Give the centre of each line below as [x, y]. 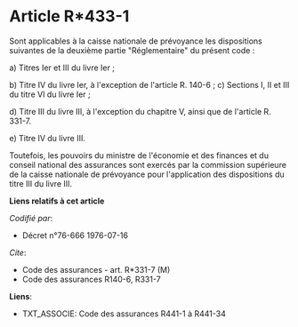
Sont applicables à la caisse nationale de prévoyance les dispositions [136, 41]
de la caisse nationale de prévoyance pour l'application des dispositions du [147, 174]
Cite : [18, 252]
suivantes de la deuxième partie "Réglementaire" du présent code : [132, 50]
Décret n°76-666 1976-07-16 [75, 235]
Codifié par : [31, 218]
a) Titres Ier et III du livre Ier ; [62, 68]
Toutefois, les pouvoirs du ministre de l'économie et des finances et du [139, 155]
